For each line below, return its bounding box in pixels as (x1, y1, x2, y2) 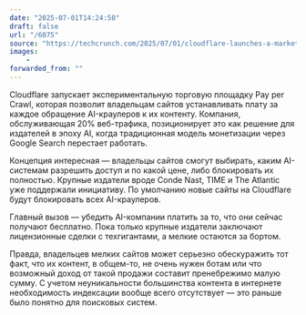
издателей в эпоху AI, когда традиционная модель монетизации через (9, 127, 286, 138)
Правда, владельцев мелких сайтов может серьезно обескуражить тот (9, 248, 289, 259)
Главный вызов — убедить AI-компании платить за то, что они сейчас (9, 211, 283, 222)
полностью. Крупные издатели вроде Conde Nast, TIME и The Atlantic (9, 174, 280, 185)
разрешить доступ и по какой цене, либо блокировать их (50, 165, 274, 176)
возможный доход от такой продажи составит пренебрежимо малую (9, 268, 280, 279)
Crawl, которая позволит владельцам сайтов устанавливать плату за (9, 98, 279, 109)
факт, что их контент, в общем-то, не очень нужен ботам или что (9, 258, 262, 269)
